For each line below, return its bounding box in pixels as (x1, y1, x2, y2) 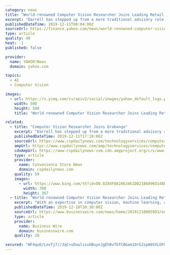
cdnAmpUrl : (14, 148, 37, 153)
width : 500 (14, 101, 37, 106)
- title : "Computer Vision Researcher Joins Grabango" (10, 124, 128, 130)
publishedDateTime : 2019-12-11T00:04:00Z (5, 21, 94, 27)
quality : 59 (14, 172, 39, 177)
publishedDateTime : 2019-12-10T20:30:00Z (14, 205, 103, 210)
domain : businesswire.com (18, 228, 73, 234)
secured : (5, 242, 24, 247)
